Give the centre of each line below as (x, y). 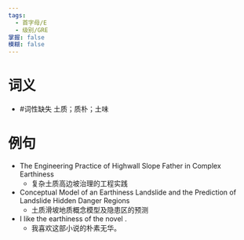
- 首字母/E (31, 23)
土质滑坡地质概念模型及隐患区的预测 (90, 210)
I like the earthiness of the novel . (73, 219)
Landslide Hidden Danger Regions (75, 200)
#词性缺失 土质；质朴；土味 (64, 109)
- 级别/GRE (32, 30)
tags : (17, 15)
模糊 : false (26, 45)
